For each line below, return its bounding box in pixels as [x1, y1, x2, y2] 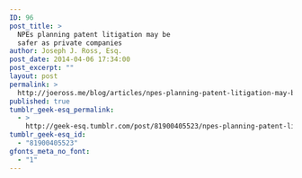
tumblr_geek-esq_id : [9, 130, 87, 139]
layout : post [9, 72, 58, 81]
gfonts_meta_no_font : [9, 147, 91, 156]
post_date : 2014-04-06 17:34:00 [9, 55, 130, 64]
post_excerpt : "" [9, 64, 75, 73]
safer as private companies [17, 38, 123, 48]
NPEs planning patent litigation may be [17, 30, 171, 39]
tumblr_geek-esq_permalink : [9, 105, 115, 114]
